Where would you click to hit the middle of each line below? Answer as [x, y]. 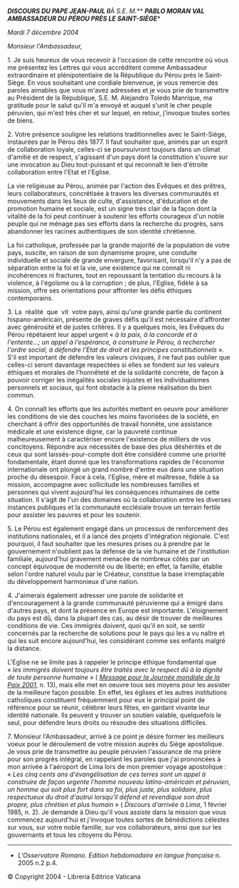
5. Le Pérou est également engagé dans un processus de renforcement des [118, 528]
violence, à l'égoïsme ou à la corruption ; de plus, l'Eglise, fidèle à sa [108, 283]
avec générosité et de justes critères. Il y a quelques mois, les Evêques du [116, 327]
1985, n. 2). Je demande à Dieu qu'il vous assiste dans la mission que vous [117, 812]
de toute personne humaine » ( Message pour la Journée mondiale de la [114, 677]
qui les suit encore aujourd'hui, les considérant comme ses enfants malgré [117, 641]
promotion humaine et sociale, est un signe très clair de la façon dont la [112, 209]
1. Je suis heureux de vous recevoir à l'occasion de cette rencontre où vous [118, 60]
